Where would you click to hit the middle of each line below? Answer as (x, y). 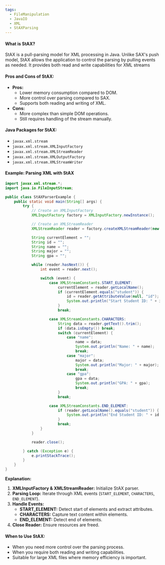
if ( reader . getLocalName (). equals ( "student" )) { (109, 410)
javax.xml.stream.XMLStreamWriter (47, 162)
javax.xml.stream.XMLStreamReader (47, 152)
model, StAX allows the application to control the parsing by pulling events (80, 60)
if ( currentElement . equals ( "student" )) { (101, 292)
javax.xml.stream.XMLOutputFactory (49, 157)
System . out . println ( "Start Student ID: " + (112, 301)
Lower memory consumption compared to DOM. (69, 93)
